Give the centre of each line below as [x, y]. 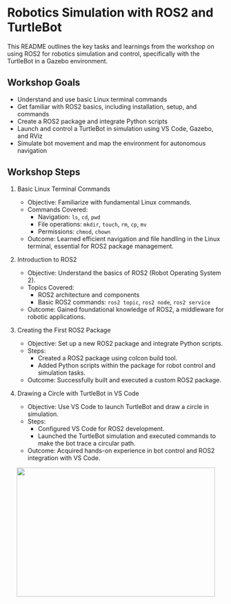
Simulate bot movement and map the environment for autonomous [111, 143]
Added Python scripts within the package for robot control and [127, 365]
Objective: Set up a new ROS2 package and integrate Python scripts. [125, 343]
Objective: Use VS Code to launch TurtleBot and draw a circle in [118, 406]
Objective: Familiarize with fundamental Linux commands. [109, 202]
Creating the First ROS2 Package [64, 330]
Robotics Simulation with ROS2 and [110, 13]
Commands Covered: [58, 209]
